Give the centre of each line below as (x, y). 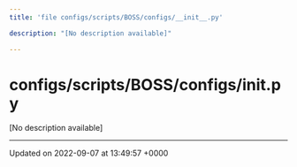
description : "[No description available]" (91, 33)
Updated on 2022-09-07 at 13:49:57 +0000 (89, 153)
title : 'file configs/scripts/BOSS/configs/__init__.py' (116, 17)
